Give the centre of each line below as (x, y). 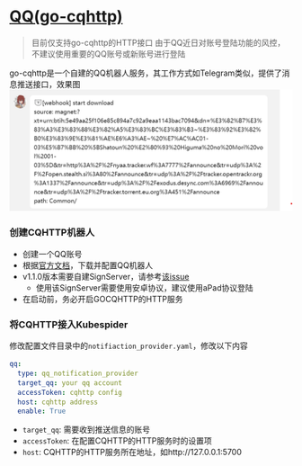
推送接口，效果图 (49, 84)
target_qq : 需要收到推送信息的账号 (86, 430)
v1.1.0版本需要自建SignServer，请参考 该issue (106, 276)
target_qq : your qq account (70, 383)
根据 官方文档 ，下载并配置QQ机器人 (88, 265)
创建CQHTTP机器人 (52, 233)
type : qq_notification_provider (78, 373)
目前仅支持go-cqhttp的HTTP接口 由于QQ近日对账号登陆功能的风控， (158, 42)
